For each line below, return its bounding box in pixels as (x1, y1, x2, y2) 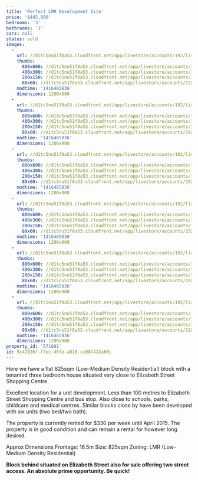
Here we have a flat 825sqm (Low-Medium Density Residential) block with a (6, 365, 190, 372)
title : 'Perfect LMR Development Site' (6, 8, 104, 15)
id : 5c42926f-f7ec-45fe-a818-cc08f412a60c (6, 349, 112, 355)
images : (6, 42, 25, 48)
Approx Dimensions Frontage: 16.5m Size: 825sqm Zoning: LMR (6, 443, 161, 450)
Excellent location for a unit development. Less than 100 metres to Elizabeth (6, 389, 190, 396)
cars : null (6, 31, 33, 37)
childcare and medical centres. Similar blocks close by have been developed (6, 401, 192, 409)
